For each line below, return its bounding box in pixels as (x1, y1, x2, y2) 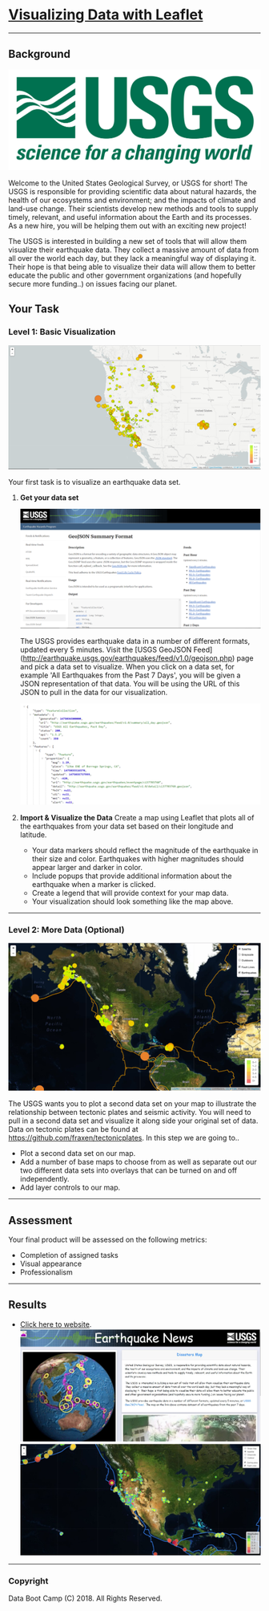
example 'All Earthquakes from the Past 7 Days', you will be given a (19, 670, 241, 680)
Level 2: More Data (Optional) (8, 925, 125, 936)
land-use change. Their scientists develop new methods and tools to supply (8, 204, 259, 214)
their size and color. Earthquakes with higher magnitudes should (31, 854, 244, 864)
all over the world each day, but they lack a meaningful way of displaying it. (8, 254, 257, 263)
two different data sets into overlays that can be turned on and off (19, 1166, 238, 1175)
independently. (19, 1174, 70, 1184)
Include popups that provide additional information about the (31, 871, 232, 881)
